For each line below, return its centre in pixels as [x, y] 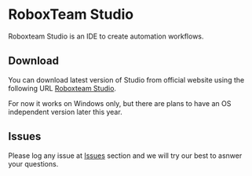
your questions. [33, 163]
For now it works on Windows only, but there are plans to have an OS [120, 103]
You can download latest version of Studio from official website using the [126, 79]
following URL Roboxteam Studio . [62, 88]
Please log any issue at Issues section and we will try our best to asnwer [125, 156]
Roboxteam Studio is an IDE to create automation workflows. [106, 36]
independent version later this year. [66, 112]
